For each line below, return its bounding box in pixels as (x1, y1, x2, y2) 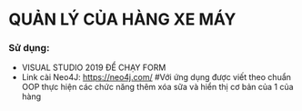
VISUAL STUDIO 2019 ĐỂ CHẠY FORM (21, 62, 166, 73)
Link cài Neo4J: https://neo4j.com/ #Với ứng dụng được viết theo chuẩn (21, 72, 292, 83)
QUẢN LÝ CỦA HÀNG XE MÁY (8, 9, 237, 30)
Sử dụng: (8, 42, 50, 55)
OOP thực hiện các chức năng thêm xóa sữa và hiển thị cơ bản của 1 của (21, 82, 294, 93)
